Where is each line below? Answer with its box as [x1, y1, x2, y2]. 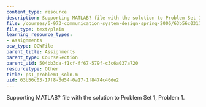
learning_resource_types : [6, 32, 72, 38]
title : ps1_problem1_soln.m [6, 72, 78, 78]
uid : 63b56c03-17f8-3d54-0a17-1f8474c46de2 [6, 77, 120, 83]
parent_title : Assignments [6, 49, 75, 55]
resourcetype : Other [6, 65, 59, 72]
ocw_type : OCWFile [6, 43, 53, 50]
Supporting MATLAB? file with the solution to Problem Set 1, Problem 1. [6, 94, 185, 101]
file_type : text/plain [6, 26, 64, 32]
